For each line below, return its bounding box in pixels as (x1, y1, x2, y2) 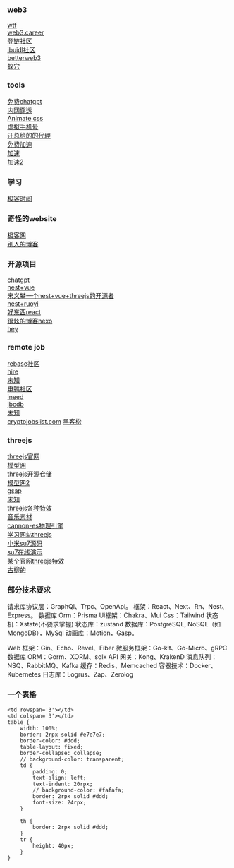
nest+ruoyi (7, 299, 39, 308)
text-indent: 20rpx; (32, 780, 93, 787)
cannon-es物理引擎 (7, 521, 64, 530)
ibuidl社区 (7, 46, 36, 54)
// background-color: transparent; (20, 756, 125, 763)
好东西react (7, 308, 41, 316)
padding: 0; (32, 768, 68, 775)
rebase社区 (7, 359, 40, 368)
